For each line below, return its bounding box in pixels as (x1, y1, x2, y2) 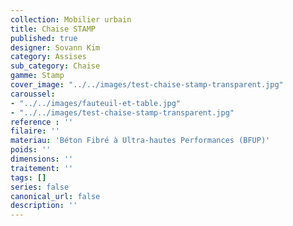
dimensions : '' (10, 154, 74, 164)
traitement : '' (10, 163, 74, 173)
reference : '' (10, 117, 74, 127)
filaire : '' (10, 126, 60, 136)
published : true (10, 33, 78, 43)
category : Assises (10, 52, 87, 62)
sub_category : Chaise (10, 61, 101, 71)
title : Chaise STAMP (10, 24, 97, 34)
